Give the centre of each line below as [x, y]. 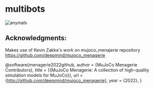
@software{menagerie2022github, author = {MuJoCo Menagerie [71, 64]
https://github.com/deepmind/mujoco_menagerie [55, 55]
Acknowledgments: [36, 38]
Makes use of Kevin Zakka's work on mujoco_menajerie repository [73, 50]
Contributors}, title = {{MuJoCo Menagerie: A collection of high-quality [77, 70]
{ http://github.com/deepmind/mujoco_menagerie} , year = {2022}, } [74, 80]
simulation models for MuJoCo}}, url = [44, 75]
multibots [25, 9]
